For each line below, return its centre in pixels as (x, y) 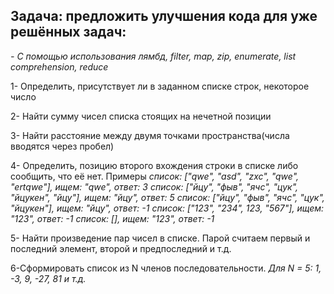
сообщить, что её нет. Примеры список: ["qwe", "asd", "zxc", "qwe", (155, 176)
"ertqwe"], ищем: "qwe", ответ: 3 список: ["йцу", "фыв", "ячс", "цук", (154, 186)
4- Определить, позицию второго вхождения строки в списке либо (154, 165)
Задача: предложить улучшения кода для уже (164, 16)
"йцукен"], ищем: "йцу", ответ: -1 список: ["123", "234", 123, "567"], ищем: (167, 208)
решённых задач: (68, 32)
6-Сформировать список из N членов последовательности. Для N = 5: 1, (166, 268)
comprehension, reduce (59, 66)
